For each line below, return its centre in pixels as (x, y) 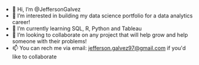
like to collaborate (34, 57)
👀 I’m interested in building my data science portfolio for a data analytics (102, 16)
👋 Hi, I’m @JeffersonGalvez (46, 9)
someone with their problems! (49, 41)
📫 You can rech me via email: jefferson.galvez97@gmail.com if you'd (99, 48)
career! (21, 22)
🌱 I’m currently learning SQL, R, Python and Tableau (77, 28)
